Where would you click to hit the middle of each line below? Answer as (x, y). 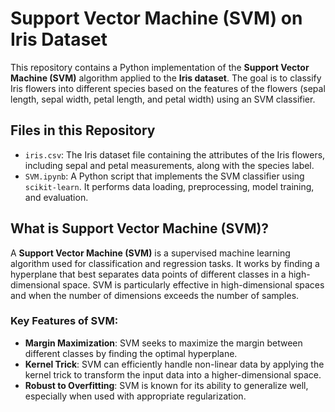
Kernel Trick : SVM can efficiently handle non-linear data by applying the (174, 364)
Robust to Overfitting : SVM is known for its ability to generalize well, (166, 385)
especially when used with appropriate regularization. (135, 396)
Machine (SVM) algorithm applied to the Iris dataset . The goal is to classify (166, 78)
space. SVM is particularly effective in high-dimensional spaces (193, 284)
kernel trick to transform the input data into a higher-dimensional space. (173, 374)
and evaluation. (56, 197)
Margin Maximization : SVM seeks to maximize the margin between (163, 343)
